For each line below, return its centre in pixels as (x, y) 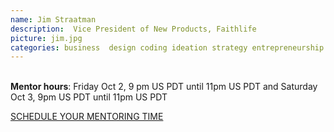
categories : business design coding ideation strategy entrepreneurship (167, 47)
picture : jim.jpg (46, 38)
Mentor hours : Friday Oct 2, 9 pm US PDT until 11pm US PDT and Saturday (164, 87)
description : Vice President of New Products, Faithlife (133, 29)
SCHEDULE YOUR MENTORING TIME (87, 117)
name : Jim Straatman (53, 19)
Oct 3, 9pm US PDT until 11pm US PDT (89, 97)
